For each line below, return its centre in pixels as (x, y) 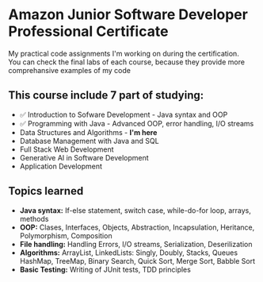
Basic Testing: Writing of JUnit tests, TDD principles (105, 269)
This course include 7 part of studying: (106, 96)
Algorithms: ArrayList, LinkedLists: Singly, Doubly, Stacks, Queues (129, 253)
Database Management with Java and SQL (90, 141)
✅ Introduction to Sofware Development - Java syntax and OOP (124, 114)
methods (34, 218)
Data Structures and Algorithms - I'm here (88, 132)
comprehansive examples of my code (69, 70)
